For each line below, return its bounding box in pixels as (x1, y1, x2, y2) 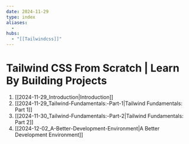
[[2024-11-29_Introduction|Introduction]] (14, 93, 113, 100)
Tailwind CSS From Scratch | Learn (6, 61, 180, 75)
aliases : (6, 19, 28, 25)
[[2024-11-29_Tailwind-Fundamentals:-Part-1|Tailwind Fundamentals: (14, 100, 183, 107)
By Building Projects (6, 74, 107, 87)
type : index (6, 14, 35, 20)
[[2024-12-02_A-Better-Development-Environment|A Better (14, 125, 160, 132)
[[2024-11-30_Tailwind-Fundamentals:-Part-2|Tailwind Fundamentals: (14, 112, 184, 119)
